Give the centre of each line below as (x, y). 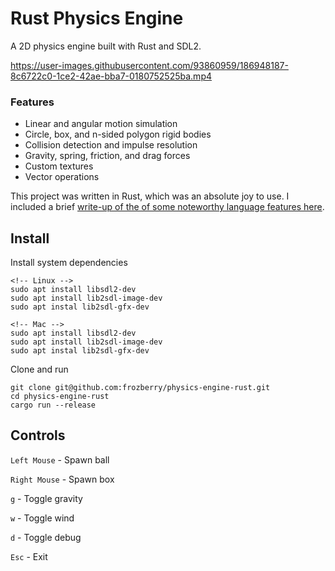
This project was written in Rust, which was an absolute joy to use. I (150, 196)
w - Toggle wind (42, 518)
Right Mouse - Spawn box (62, 479)
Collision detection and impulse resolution (111, 145)
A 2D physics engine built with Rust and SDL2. (106, 46)
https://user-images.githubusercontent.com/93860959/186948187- (149, 65)
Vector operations (62, 177)
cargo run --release (53, 405)
